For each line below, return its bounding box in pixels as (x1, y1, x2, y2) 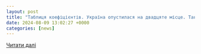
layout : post (6, 8, 39, 15)
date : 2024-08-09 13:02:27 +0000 (6, 20, 90, 26)
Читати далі (6, 42, 36, 49)
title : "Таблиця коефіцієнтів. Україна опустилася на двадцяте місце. (6, 14, 186, 20)
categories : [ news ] (6, 25, 55, 31)
